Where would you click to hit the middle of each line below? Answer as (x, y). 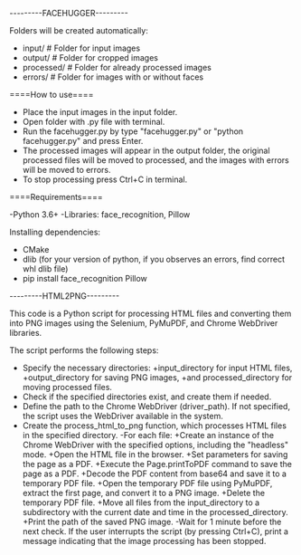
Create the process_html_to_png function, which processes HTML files (155, 426)
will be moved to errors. (66, 170)
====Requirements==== (56, 197)
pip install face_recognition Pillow (85, 278)
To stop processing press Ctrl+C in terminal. (105, 179)
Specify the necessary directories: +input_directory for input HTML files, (157, 368)
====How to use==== (52, 95)
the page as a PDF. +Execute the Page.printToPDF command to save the (157, 464)
